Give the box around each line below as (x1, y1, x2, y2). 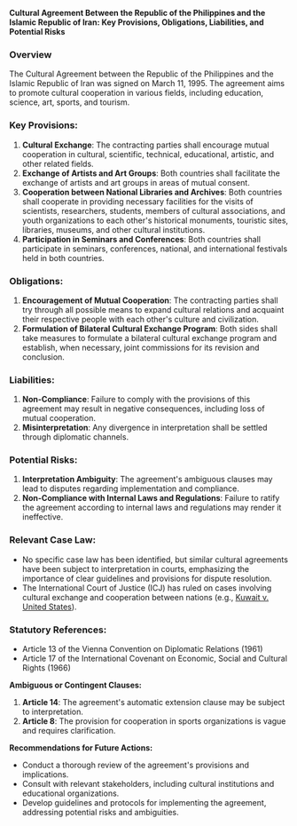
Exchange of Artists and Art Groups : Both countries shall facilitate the (21, 168, 281, 179)
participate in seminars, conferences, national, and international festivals (21, 243, 288, 254)
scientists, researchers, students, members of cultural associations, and (21, 205, 285, 216)
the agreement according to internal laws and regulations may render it (21, 502, 282, 513)
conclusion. (21, 351, 65, 362)
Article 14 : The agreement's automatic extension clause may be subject (21, 697, 285, 708)
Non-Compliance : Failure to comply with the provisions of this (21, 394, 251, 405)
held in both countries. (21, 252, 105, 263)
